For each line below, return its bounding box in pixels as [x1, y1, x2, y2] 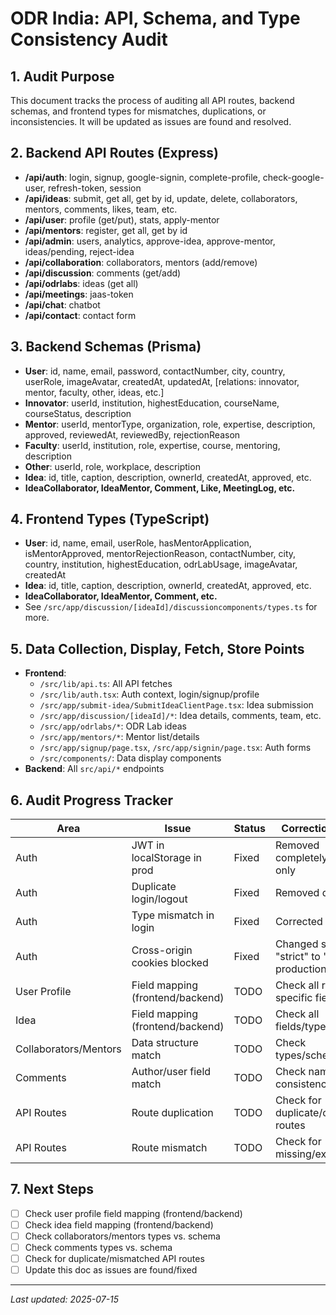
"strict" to [274, 950, 321, 964]
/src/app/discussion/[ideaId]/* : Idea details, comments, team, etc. [39, 710, 322, 722]
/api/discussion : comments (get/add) [24, 267, 182, 279]
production [274, 962, 327, 976]
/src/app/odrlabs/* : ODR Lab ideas [39, 720, 187, 732]
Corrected [274, 915, 323, 929]
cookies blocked [131, 956, 209, 970]
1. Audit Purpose [10, 68, 115, 85]
